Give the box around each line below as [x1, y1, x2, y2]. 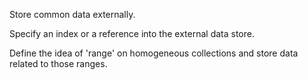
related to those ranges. [9, 58, 108, 69]
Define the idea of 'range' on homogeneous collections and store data [9, 47, 299, 59]
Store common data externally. [9, 9, 136, 20]
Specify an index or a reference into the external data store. [9, 28, 255, 39]
